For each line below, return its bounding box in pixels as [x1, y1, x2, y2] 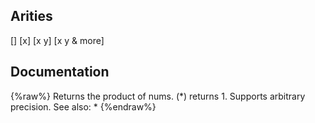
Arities [10, 8, 53, 25]
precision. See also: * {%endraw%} [10, 100, 157, 113]
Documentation [10, 64, 110, 81]
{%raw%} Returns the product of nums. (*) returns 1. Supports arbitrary [10, 90, 306, 102]
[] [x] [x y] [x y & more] [10, 34, 105, 46]
